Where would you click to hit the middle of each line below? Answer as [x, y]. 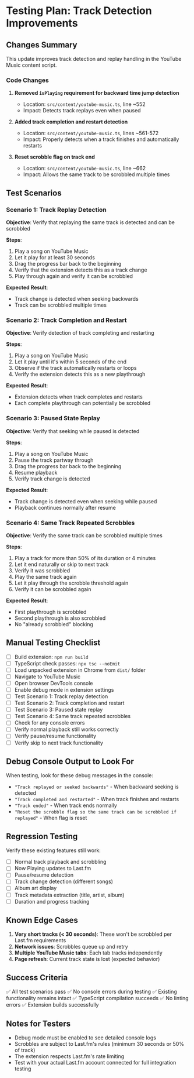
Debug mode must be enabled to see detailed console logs [85, 1038]
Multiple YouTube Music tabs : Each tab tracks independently [89, 953]
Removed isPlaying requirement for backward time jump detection [97, 93]
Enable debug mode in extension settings [64, 690]
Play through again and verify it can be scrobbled [73, 276]
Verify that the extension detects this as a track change [81, 270]
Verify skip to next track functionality [59, 743]
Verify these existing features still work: [53, 850]
